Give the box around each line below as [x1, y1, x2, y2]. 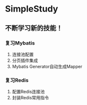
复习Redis [5, 76, 29, 83]
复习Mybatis [5, 40, 35, 46]
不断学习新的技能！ [5, 24, 63, 32]
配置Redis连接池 [12, 89, 45, 95]
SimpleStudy [5, 3, 58, 15]
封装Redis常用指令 [12, 95, 50, 101]
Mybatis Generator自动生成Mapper [12, 63, 83, 69]
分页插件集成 [12, 57, 38, 63]
